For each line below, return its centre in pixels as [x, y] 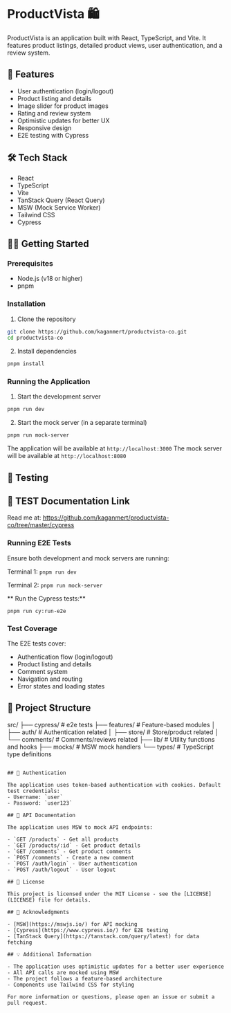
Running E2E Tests [39, 543]
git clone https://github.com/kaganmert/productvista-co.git [97, 331]
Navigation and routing [50, 679]
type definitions [29, 754]
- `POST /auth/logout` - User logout [62, 870]
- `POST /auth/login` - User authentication [72, 864]
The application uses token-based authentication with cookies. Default [114, 785]
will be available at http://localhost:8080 [67, 456]
